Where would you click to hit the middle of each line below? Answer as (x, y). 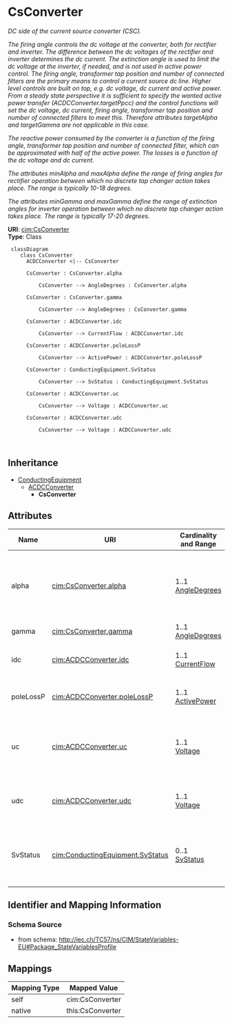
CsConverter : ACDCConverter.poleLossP (83, 345)
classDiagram (30, 249)
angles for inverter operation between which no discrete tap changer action (116, 209)
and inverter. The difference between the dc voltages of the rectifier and (110, 52)
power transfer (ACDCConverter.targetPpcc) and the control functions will (113, 103)
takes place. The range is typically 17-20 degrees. (79, 216)
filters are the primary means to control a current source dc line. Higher (109, 81)
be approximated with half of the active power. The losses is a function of (113, 153)
